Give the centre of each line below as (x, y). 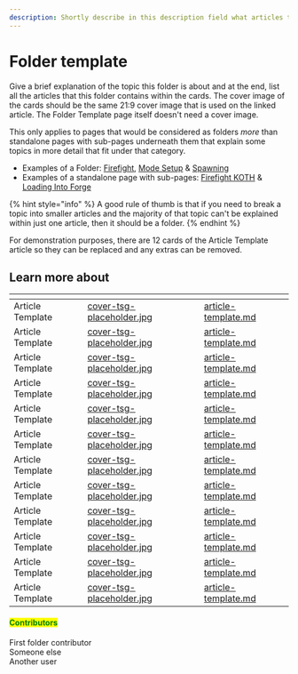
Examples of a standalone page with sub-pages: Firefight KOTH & (142, 177)
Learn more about (59, 277)
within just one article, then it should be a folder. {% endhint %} (125, 222)
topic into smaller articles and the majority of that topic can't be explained (144, 213)
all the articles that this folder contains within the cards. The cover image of (147, 95)
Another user (33, 661)
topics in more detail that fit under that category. (98, 150)
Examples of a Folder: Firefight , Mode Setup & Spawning (125, 168)
